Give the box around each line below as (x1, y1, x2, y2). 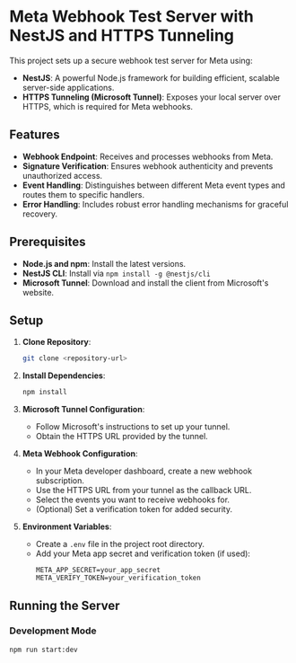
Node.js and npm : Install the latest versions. (22, 258, 187, 269)
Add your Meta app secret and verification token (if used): (35, 548, 251, 559)
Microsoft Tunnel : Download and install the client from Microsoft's (22, 277, 269, 288)
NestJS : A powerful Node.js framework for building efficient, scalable (22, 72, 280, 83)
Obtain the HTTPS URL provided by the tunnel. (35, 431, 208, 442)
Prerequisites (9, 234, 86, 250)
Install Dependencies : (22, 370, 106, 381)
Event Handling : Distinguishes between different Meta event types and (22, 180, 285, 190)
